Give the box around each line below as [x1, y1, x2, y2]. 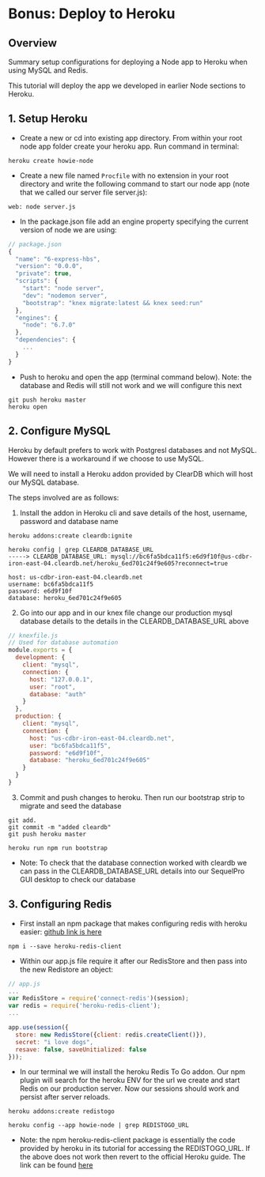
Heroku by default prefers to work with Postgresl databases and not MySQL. [8, 445, 257, 455]
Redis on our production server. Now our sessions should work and [19, 1084, 240, 1093]
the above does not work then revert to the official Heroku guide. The [19, 1152, 246, 1162]
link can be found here [19, 1160, 93, 1170]
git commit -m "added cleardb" [8, 823, 112, 831]
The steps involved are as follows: [8, 492, 119, 502]
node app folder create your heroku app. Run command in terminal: [19, 141, 240, 151]
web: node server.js [8, 202, 77, 210]
